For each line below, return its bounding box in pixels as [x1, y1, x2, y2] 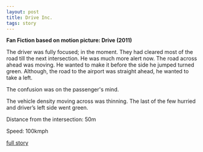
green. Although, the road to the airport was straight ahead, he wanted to [6, 68, 189, 75]
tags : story [6, 20, 36, 26]
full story [6, 139, 28, 147]
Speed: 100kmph [6, 128, 48, 135]
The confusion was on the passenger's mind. [6, 86, 119, 93]
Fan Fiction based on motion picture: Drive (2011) [6, 37, 132, 44]
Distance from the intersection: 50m [6, 116, 96, 123]
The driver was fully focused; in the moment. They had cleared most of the [6, 48, 193, 56]
